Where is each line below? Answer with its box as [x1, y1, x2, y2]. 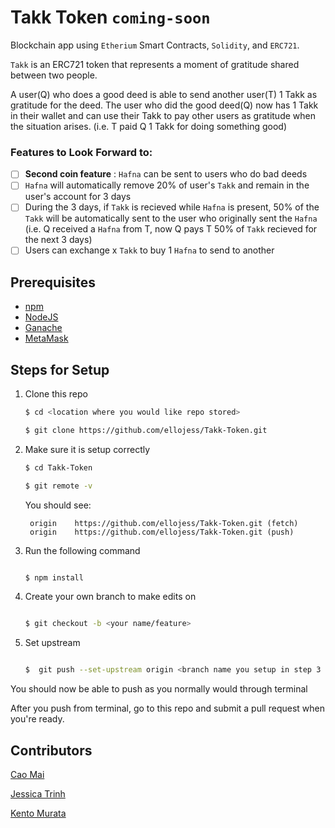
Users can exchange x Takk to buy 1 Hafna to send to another [24, 244, 275, 256]
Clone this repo [24, 388, 88, 400]
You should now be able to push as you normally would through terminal [10, 683, 308, 695]
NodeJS [24, 311, 59, 323]
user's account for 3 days [24, 191, 132, 203]
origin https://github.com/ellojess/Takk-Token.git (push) [29, 527, 295, 537]
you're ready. [10, 713, 65, 725]
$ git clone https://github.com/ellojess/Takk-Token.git [24, 425, 268, 435]
